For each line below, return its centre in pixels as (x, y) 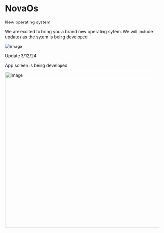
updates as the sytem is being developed (46, 37)
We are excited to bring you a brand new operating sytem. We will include (79, 31)
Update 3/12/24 (21, 56)
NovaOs (22, 9)
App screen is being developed (36, 65)
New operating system (28, 22)
